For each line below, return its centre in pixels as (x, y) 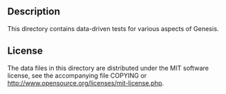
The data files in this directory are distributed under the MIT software (108, 68)
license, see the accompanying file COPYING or (77, 75)
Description (34, 12)
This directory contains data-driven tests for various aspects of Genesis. (113, 28)
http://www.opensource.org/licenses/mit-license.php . (86, 83)
